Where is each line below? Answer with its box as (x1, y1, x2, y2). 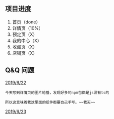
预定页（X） (12, 31, 38, 37)
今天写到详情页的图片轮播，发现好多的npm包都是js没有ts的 (5, 90, 110, 95)
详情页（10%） (12, 25, 44, 31)
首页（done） (12, 19, 41, 25)
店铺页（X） (12, 50, 38, 56)
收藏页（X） (12, 44, 38, 50)
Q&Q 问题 (5, 66, 35, 75)
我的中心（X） (12, 37, 42, 43)
